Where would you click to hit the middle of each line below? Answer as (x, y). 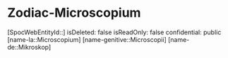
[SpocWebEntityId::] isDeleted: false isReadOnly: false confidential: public (114, 32)
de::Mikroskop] (29, 47)
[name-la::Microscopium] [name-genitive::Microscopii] (87, 39)
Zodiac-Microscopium (74, 13)
